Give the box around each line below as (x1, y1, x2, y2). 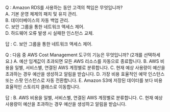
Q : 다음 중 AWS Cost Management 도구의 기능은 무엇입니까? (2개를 (5, 52, 143, 58)
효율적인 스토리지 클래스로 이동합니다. (5, 84, 81, 89)
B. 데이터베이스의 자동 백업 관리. (5, 17, 70, 23)
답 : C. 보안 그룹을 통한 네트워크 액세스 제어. (5, 41, 93, 47)
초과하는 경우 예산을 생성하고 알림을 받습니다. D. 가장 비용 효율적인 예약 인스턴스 (5, 71, 165, 77)
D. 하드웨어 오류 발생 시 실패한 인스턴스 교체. (5, 30, 94, 36)
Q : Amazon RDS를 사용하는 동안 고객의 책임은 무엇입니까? (5, 5, 123, 10)
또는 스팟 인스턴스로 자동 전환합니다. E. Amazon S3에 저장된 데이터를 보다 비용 (5, 77, 163, 83)
